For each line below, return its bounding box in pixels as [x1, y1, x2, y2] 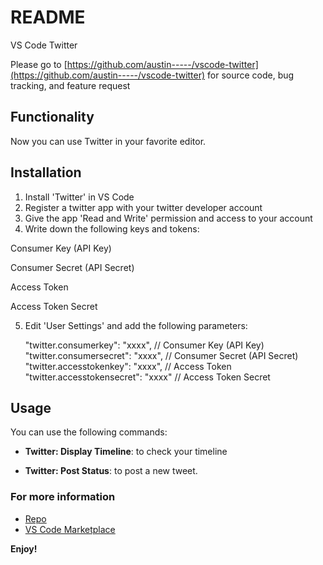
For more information [10, 490, 116, 504]
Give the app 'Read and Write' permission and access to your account [24, 212, 313, 224]
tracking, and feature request [10, 79, 131, 91]
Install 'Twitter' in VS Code [24, 191, 135, 203]
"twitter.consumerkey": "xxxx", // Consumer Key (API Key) [24, 339, 265, 351]
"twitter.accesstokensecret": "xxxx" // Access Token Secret [24, 371, 271, 383]
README [10, 6, 86, 29]
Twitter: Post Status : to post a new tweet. [24, 465, 198, 477]
